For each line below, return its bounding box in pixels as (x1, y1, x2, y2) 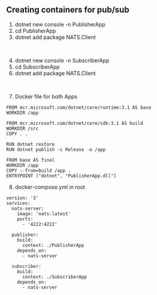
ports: (17, 216, 34, 222)
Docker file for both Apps (14, 93, 78, 100)
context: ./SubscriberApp (22, 273, 87, 280)
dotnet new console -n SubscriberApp (14, 56, 110, 64)
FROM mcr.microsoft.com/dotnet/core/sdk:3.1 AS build (6, 120, 144, 126)
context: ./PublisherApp (22, 242, 84, 248)
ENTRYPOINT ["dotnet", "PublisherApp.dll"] (6, 172, 117, 179)
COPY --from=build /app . (6, 168, 71, 174)
